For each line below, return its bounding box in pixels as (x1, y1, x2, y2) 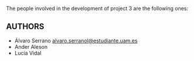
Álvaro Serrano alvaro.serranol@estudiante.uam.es (14, 37, 138, 44)
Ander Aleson (14, 43, 48, 50)
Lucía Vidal (14, 49, 42, 56)
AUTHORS (6, 21, 45, 31)
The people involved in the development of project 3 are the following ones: (6, 5, 189, 12)
